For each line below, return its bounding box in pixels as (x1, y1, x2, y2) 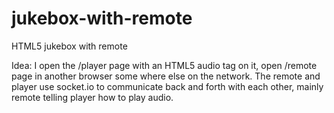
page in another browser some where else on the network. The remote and (11, 70, 321, 82)
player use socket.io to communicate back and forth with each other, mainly (11, 80, 324, 92)
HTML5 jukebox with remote (11, 40, 128, 52)
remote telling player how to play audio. (11, 91, 174, 103)
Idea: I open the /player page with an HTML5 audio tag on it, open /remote (11, 59, 318, 71)
